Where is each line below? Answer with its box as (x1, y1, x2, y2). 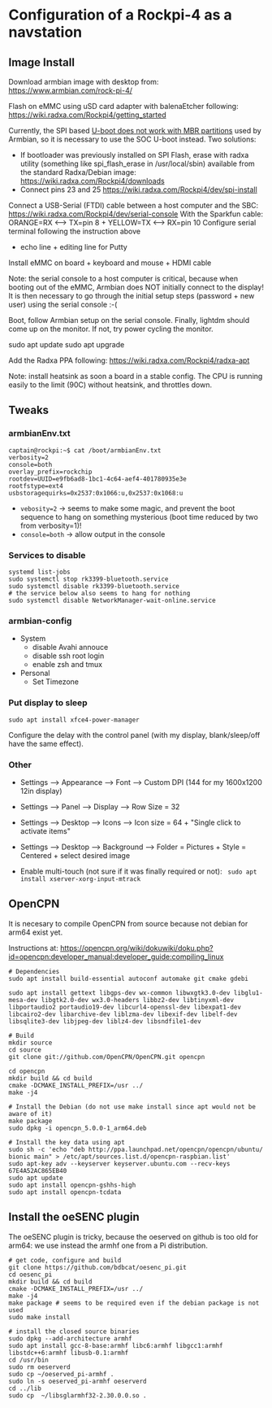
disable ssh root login (32, 651, 105, 660)
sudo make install (8, 1313, 71, 1321)
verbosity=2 (8, 453, 49, 461)
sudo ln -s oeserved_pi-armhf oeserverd (8, 1377, 148, 1385)
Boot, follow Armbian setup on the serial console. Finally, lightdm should (8, 316, 250, 325)
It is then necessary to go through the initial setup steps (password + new (8, 291, 255, 300)
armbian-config (8, 615, 72, 626)
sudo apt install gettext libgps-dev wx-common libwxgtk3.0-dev (8, 988, 231, 997)
